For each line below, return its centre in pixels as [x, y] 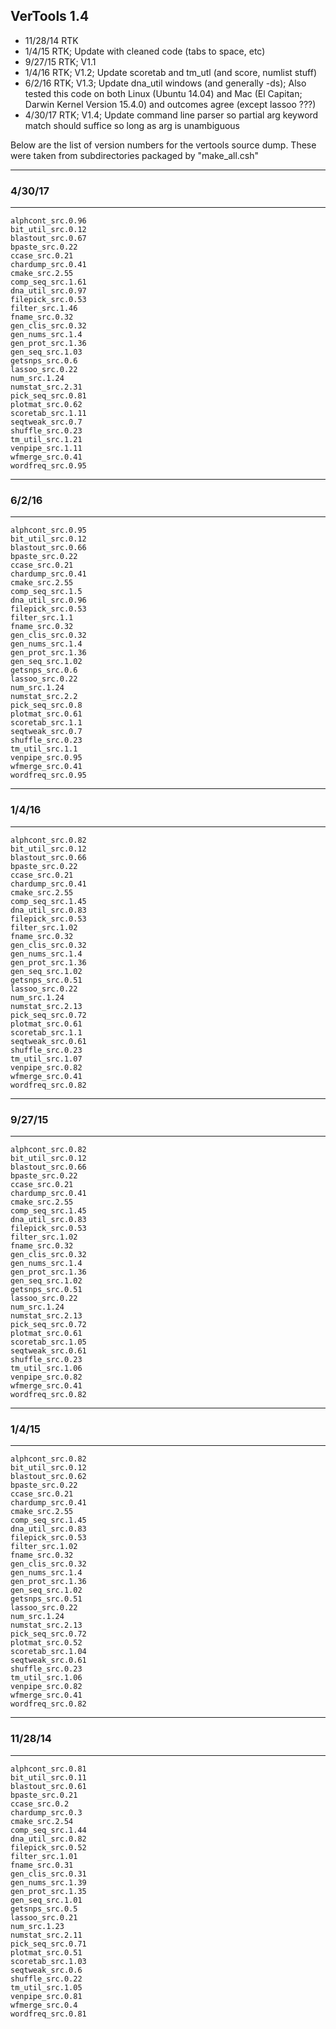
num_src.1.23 [37, 1926]
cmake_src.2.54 [42, 1821]
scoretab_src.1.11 [48, 414]
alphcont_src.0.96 [48, 221]
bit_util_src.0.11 [48, 1777]
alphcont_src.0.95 [48, 530]
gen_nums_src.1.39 [48, 1882]
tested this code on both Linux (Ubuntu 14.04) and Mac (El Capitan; [163, 93]
